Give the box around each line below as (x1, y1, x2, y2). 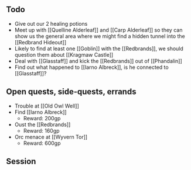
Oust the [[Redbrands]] (14, 121, 71, 128)
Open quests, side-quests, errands (6, 87, 137, 97)
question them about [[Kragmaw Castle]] (14, 51, 114, 58)
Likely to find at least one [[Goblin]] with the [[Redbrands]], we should (14, 45, 183, 52)
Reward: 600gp (23, 140, 61, 147)
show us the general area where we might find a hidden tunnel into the (14, 32, 186, 40)
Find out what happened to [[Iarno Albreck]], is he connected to (14, 64, 169, 71)
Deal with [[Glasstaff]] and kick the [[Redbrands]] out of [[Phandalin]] (14, 57, 183, 64)
